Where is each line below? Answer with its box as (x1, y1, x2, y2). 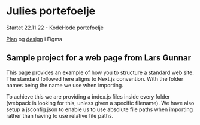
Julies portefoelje (6, 4, 96, 18)
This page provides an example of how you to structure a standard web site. (6, 69, 195, 76)
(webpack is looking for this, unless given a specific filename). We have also (6, 99, 195, 106)
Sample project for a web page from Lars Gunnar (6, 53, 192, 63)
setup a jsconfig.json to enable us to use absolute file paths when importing (6, 106, 193, 113)
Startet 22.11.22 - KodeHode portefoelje (6, 24, 104, 31)
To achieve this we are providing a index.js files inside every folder (6, 93, 171, 100)
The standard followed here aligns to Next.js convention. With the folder (6, 75, 184, 82)
